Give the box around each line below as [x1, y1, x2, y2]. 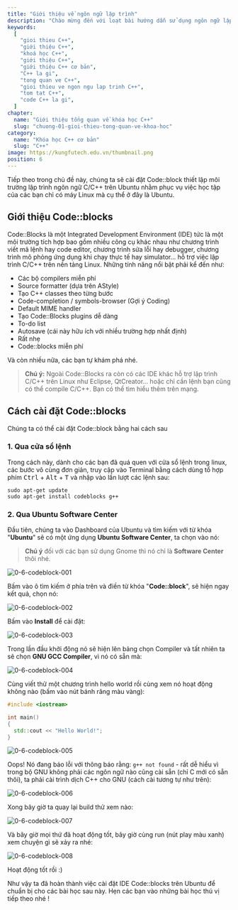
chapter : [7, 109, 33, 117]
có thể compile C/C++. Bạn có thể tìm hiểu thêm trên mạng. [24, 385, 200, 393]
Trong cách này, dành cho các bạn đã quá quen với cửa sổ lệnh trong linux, [7, 458, 227, 466]
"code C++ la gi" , [20, 97, 74, 104]
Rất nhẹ [17, 334, 40, 343]
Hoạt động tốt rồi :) [7, 865, 63, 874]
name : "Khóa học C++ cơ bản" [13, 136, 100, 143]
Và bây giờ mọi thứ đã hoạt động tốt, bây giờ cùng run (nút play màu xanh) [7, 830, 225, 839]
